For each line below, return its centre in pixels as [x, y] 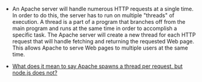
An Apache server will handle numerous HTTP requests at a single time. [103, 9]
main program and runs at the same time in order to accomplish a [95, 28]
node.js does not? [35, 73]
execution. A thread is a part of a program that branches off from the [99, 22]
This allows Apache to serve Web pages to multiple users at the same [100, 48]
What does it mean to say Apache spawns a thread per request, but [97, 66]
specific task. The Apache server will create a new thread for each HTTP [104, 35]
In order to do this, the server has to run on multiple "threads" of [93, 15]
